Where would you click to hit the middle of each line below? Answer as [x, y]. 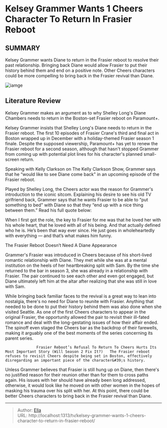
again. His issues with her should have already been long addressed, [76, 380]
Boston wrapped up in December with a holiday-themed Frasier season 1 [80, 138]
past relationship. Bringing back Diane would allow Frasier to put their [76, 65]
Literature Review [33, 101]
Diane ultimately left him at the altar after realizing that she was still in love [81, 281]
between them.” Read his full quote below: [48, 210]
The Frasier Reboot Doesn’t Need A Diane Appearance [61, 245]
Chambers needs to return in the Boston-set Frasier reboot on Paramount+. [82, 118]
